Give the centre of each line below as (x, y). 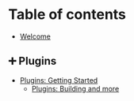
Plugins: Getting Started (59, 80)
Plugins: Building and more (75, 88)
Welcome (35, 36)
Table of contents (67, 15)
